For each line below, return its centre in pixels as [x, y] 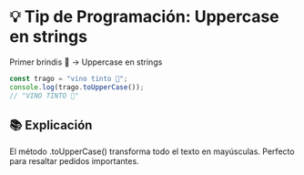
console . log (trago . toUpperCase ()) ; [77, 87]
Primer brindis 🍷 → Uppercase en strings [86, 62]
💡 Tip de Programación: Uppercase [144, 17]
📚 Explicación [51, 125]
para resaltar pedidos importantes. [74, 161]
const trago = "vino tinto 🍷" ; [69, 78]
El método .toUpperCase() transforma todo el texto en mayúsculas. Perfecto [152, 151]
